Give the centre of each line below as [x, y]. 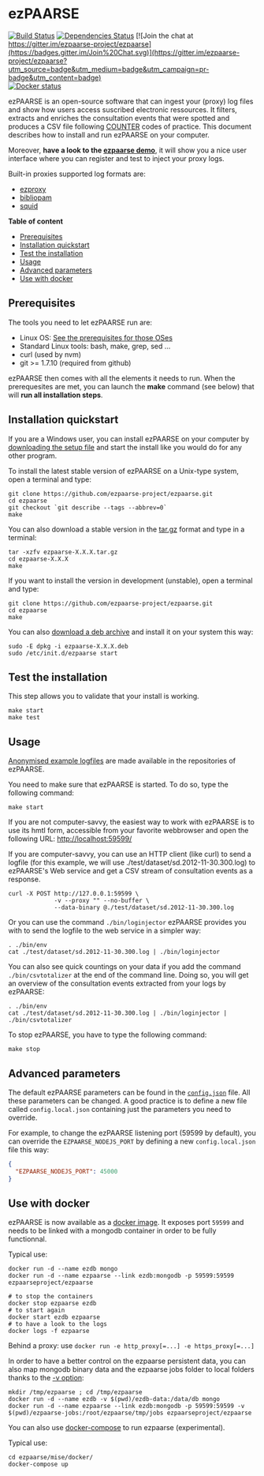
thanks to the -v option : [46, 1378]
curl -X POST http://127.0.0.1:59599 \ [74, 894]
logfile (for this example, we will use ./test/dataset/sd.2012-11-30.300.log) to [132, 862]
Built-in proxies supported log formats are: [77, 174]
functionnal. [28, 1239]
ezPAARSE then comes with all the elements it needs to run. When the [122, 378]
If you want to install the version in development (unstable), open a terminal [131, 580]
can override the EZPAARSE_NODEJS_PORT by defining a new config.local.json [132, 1141]
